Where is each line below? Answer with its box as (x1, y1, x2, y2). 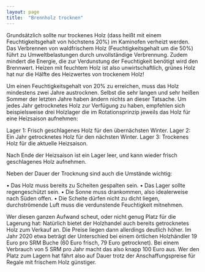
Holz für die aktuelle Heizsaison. (6, 139, 88, 147)
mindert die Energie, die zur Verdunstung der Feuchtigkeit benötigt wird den (6, 57, 198, 65)
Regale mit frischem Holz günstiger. (6, 258, 97, 266)
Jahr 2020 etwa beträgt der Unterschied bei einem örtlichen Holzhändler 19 (6, 232, 198, 240)
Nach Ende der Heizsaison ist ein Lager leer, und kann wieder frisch (6, 151, 177, 159)
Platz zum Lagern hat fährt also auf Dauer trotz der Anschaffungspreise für (6, 252, 196, 259)
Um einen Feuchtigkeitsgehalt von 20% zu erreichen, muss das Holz (6, 82, 179, 89)
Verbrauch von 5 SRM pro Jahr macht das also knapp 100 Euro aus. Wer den (6, 245, 199, 252)
